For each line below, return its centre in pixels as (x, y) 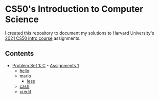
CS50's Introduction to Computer (74, 9)
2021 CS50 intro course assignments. (43, 38)
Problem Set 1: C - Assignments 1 (45, 65)
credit (25, 91)
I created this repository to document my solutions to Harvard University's (80, 33)
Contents (20, 54)
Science (22, 19)
